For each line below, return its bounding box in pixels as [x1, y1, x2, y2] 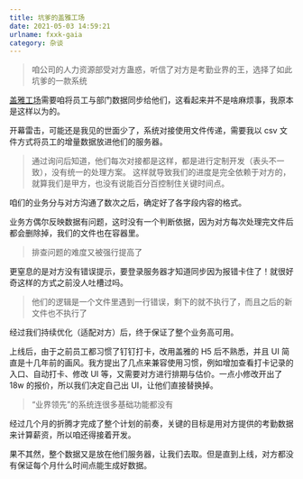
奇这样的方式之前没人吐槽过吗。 [9, 277, 128, 289]
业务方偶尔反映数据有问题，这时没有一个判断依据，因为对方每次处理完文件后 [9, 216, 294, 227]
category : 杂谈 [9, 38, 64, 48]
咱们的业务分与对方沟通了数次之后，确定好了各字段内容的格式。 [9, 198, 246, 208]
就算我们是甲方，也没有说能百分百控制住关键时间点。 [31, 178, 230, 189]
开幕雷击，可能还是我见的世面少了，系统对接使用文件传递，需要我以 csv [9, 125, 278, 136]
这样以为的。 [16, 106, 65, 117]
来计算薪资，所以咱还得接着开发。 [9, 429, 136, 440]
